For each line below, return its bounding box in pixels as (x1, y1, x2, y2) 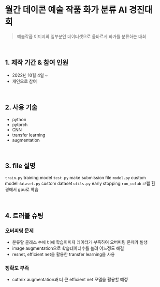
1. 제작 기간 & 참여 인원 (5, 59, 69, 67)
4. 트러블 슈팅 (5, 211, 44, 220)
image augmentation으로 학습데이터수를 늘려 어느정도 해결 (12, 245, 124, 251)
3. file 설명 (5, 161, 36, 170)
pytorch (12, 122, 28, 128)
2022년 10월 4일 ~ (12, 72, 48, 78)
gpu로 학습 (17, 187, 39, 192)
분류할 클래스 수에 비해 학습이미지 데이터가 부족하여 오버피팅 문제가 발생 (12, 239, 148, 245)
